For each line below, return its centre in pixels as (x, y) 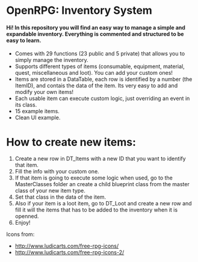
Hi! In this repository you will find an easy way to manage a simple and (96, 27)
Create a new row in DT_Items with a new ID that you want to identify (100, 159)
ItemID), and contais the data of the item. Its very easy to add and (96, 86)
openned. (27, 216)
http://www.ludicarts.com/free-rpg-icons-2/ (70, 252)
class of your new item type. (50, 191)
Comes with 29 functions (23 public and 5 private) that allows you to (100, 54)
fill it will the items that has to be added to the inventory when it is (96, 210)
